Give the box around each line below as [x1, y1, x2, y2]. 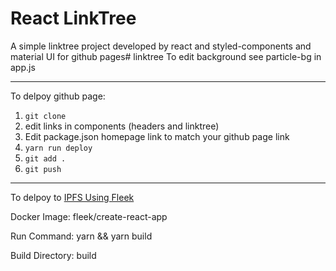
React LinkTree [10, 7, 137, 30]
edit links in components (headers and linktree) [24, 120, 220, 132]
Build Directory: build [10, 249, 97, 261]
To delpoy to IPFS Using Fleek [10, 191, 135, 203]
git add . [24, 153, 67, 164]
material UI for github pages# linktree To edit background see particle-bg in [10, 50, 322, 62]
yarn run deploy [24, 143, 93, 153]
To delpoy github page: [10, 90, 106, 102]
